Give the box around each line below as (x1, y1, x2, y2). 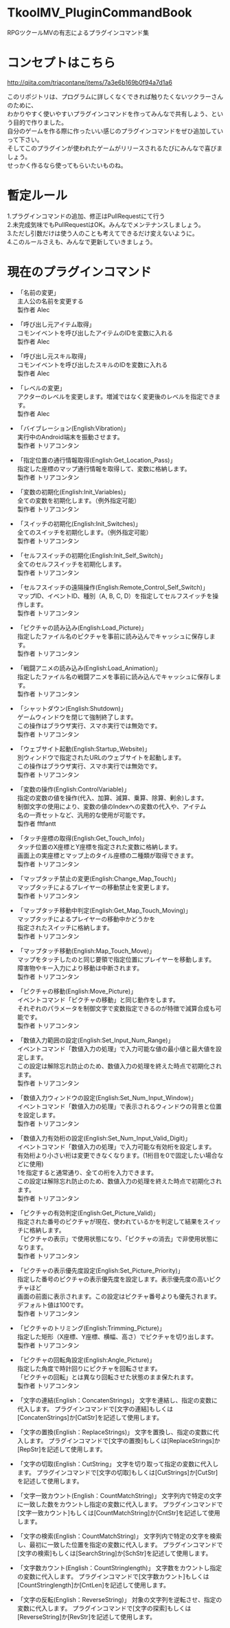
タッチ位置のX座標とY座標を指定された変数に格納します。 (16, 842, 182, 850)
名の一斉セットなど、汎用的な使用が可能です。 (16, 811, 149, 819)
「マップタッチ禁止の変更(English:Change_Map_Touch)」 (16, 874, 180, 883)
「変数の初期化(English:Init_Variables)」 (16, 487, 130, 496)
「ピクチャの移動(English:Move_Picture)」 (16, 987, 137, 995)
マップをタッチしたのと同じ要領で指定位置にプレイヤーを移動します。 (16, 955, 215, 963)
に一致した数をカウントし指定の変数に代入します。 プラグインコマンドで (16, 1500, 223, 1508)
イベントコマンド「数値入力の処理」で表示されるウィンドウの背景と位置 (16, 1102, 222, 1110)
